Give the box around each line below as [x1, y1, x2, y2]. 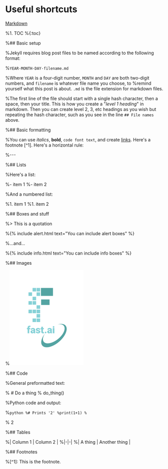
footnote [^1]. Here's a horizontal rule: [5, 142, 84, 148]
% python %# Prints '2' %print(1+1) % [5, 409, 87, 415]
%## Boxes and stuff [5, 210, 50, 217]
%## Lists [5, 161, 26, 168]
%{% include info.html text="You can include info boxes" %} [5, 250, 132, 256]
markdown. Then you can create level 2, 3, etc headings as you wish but [5, 106, 156, 112]
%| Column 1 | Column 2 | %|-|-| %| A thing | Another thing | [5, 439, 131, 445]
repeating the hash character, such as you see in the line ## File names [5, 112, 154, 118]
